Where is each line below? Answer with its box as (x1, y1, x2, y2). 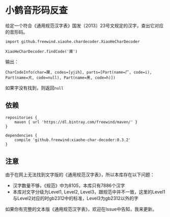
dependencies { (5, 133, 38, 138)
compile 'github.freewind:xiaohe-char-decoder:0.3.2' (14, 137, 131, 142)
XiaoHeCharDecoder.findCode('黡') (5, 49, 78, 54)
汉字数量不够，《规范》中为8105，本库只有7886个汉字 (12, 182, 126, 188)
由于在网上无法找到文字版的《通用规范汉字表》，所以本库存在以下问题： (5, 172, 155, 178)
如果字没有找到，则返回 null (5, 85, 64, 91)
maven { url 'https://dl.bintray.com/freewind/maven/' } (14, 119, 138, 125)
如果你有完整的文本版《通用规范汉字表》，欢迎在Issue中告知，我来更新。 (5, 206, 157, 212)
